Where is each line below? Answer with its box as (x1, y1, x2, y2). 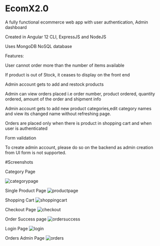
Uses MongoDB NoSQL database (5, 43, 72, 49)
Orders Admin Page (5, 235, 45, 241)
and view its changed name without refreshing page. (5, 111, 112, 117)
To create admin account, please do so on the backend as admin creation (5, 144, 153, 150)
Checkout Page (5, 206, 36, 212)
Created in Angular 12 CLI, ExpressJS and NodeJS (5, 34, 107, 40)
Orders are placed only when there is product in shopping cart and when (5, 120, 152, 126)
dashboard (5, 24, 27, 30)
